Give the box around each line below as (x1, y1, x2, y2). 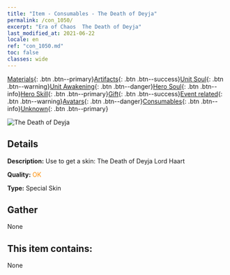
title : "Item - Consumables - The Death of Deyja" (7, 10, 158, 17)
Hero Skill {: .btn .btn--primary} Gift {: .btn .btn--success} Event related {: (20, 89, 223, 98)
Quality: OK (7, 170, 42, 179)
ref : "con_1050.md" (7, 43, 64, 50)
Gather (7, 204, 38, 216)
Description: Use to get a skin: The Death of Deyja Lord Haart (7, 156, 185, 165)
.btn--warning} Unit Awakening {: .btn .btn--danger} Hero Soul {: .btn (7, 82, 199, 91)
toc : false (7, 50, 39, 57)
